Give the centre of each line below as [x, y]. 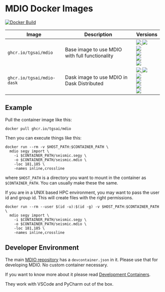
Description [98, 34]
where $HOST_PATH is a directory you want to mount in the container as [76, 178]
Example [19, 108]
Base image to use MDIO [94, 49]
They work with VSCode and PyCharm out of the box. [59, 284]
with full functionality [89, 56]
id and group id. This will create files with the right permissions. [69, 197]
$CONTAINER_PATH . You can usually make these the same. [62, 182]
